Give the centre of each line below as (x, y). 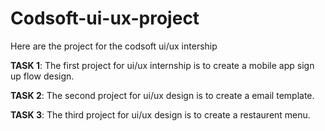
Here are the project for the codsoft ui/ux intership (114, 46)
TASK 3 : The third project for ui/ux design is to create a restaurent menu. (160, 114)
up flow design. (42, 76)
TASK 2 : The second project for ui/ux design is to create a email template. (162, 95)
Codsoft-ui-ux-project (105, 18)
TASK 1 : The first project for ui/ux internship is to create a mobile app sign (162, 65)
